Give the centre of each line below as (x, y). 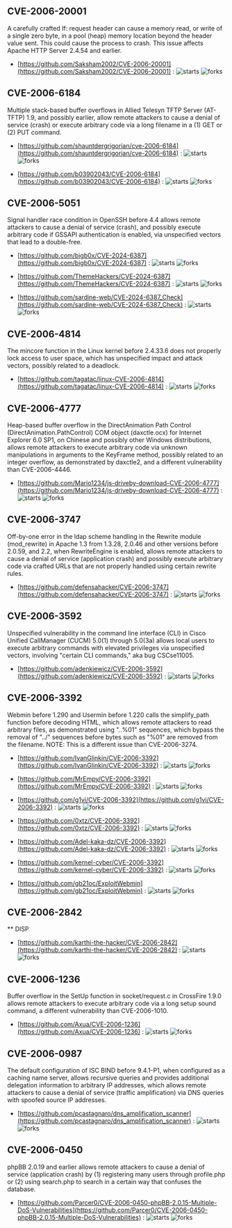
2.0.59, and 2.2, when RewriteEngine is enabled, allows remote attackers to (115, 551)
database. (22, 1189)
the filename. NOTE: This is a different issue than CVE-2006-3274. (102, 744)
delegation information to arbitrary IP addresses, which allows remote (107, 1085)
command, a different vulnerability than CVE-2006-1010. (88, 1011)
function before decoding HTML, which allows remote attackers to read (109, 722)
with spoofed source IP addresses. (57, 1100)
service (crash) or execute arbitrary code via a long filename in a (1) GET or (115, 125)
